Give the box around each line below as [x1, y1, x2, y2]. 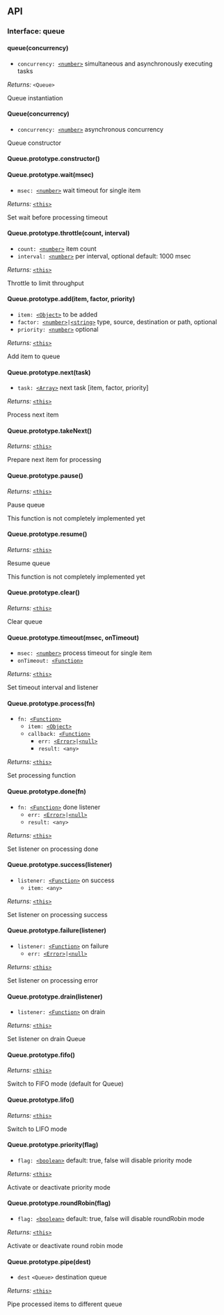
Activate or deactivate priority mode [7, 1183, 111, 1191]
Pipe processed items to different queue [7, 1300, 122, 1309]
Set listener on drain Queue [7, 1035, 86, 1043]
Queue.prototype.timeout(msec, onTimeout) [7, 633, 139, 642]
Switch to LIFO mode [7, 1125, 67, 1133]
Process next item [7, 410, 59, 419]
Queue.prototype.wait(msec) [7, 170, 94, 178]
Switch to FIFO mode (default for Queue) [7, 1079, 124, 1088]
